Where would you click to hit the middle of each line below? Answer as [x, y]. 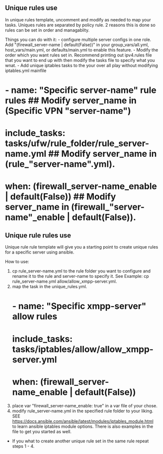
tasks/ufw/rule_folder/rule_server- [77, 144]
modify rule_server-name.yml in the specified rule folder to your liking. [82, 411]
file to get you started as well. [42, 431]
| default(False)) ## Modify [60, 197]
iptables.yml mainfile [26, 71]
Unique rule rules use [38, 235]
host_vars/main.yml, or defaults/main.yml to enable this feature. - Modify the [81, 50]
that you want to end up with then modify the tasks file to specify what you [80, 60]
